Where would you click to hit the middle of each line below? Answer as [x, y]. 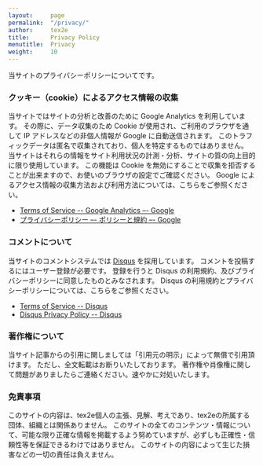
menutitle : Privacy [42, 45]
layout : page [37, 15]
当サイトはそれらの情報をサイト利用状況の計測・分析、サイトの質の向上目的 [132, 156]
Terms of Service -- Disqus [64, 306]
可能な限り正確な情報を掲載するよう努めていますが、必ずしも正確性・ [135, 435]
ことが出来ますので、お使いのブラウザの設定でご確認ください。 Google [124, 175]
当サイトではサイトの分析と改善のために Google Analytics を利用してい [124, 116]
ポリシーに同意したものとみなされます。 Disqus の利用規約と [127, 281]
